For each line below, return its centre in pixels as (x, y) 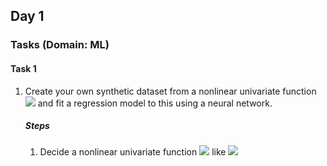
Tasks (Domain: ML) (60, 45)
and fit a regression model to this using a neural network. (155, 103)
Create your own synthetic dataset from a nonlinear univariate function (170, 91)
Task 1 (23, 68)
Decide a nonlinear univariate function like (133, 152)
